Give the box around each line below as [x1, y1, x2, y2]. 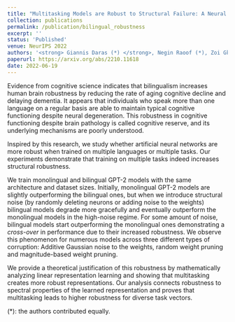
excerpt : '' [7, 29, 42, 37]
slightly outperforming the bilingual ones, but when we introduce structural [7, 190, 222, 199]
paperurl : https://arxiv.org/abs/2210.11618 [7, 56, 139, 63]
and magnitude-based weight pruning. [7, 250, 118, 258]
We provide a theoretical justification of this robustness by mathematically [7, 263, 221, 272]
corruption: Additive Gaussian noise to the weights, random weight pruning [7, 242, 224, 251]
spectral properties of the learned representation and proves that [7, 286, 194, 294]
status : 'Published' [7, 36, 68, 43]
